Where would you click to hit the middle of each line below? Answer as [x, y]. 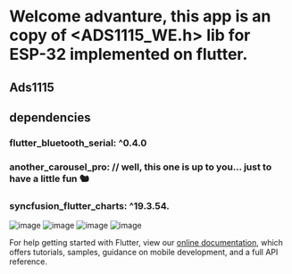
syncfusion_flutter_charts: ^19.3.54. [89, 205]
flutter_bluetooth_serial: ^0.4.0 [78, 143]
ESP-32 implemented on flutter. [129, 54]
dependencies [50, 117]
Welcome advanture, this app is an [140, 17]
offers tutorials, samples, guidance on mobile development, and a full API [144, 253]
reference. [28, 262]
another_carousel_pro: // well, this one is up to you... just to [141, 167]
